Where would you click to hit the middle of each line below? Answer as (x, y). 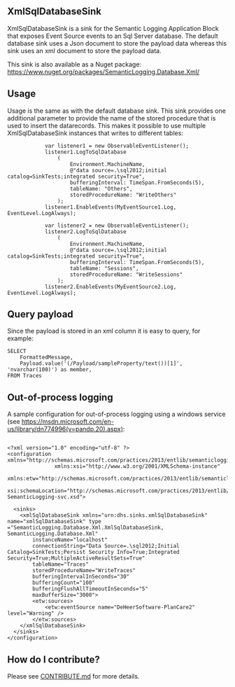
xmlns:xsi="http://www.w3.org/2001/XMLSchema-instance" (137, 466)
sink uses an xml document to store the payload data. (85, 50)
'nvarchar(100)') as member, (50, 370)
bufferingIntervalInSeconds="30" (81, 577)
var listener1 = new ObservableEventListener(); (117, 146)
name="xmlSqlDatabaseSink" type (54, 522)
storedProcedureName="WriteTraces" (84, 571)
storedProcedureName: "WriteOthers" (123, 195)
